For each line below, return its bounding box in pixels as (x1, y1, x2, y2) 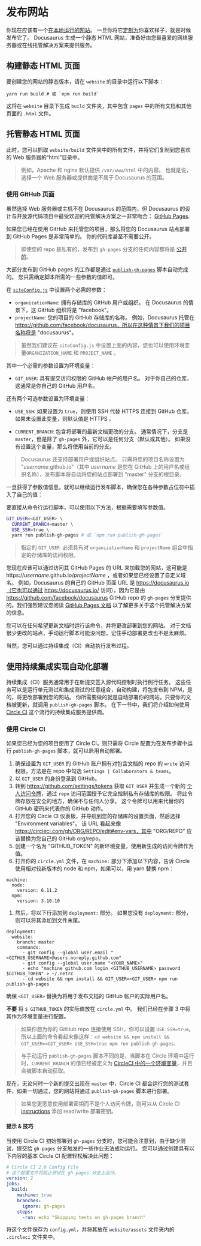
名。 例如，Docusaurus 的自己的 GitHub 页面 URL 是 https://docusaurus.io (6, 579, 190, 586)
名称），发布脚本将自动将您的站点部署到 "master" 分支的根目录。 (26, 471, 185, 478)
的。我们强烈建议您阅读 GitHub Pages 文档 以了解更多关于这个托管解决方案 (6, 601, 191, 609)
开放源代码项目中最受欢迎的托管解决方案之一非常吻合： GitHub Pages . (16, 212, 190, 220)
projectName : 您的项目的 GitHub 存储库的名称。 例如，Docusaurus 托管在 (14, 313, 195, 321)
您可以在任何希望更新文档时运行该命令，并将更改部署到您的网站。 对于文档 (6, 622, 191, 629)
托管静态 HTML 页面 (6, 129, 81, 139)
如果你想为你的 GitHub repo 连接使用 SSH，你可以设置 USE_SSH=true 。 (20, 1026, 194, 1033)
